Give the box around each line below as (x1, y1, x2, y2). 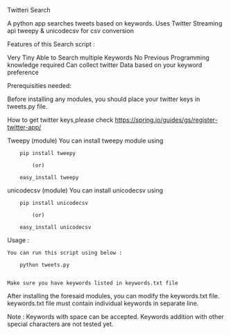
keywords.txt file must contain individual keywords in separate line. (7, 299, 199, 307)
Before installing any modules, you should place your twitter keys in (7, 95, 200, 103)
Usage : (7, 236, 30, 244)
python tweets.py (19, 262, 70, 269)
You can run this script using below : (7, 249, 123, 256)
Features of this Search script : (7, 40, 96, 48)
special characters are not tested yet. (7, 320, 114, 328)
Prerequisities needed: (7, 82, 71, 89)
